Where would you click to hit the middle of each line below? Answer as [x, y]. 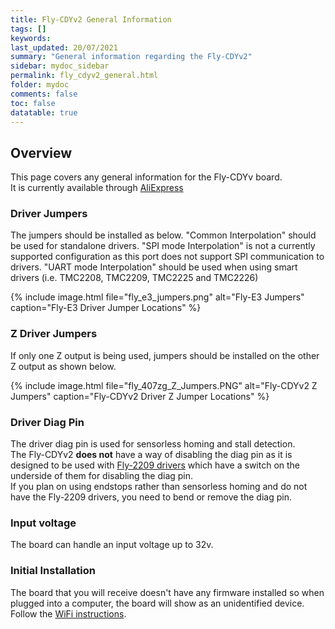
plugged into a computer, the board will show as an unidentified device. [157, 603]
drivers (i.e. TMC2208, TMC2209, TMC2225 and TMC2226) [134, 278]
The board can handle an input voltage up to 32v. [112, 545]
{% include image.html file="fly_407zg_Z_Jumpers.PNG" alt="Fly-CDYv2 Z [164, 385]
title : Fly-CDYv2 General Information [91, 19]
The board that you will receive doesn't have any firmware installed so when [167, 592]
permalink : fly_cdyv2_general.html [84, 76]
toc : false [33, 103]
